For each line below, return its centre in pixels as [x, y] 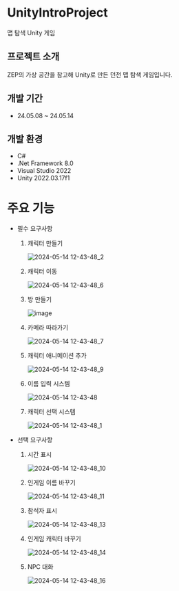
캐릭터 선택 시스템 [51, 412]
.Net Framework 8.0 [45, 163]
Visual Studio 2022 [44, 171]
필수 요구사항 [35, 229]
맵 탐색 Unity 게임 [31, 32]
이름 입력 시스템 [49, 384]
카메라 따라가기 [48, 328]
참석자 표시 [42, 511]
